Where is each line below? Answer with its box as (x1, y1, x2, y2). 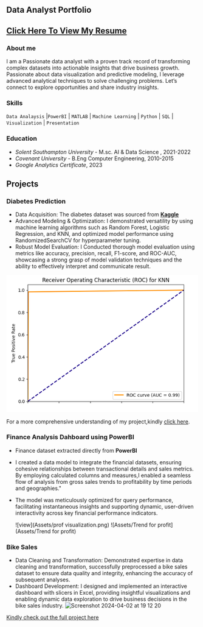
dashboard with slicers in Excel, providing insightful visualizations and (15, 589, 190, 597)
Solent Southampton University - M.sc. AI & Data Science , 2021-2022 (15, 148, 191, 155)
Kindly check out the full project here (6, 614, 99, 621)
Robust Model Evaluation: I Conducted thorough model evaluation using (15, 243, 195, 250)
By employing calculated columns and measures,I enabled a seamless (15, 472, 191, 479)
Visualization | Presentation (6, 119, 80, 127)
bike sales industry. (15, 602, 64, 609)
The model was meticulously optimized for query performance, (15, 496, 173, 503)
